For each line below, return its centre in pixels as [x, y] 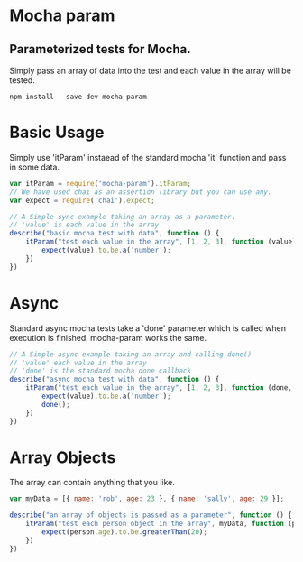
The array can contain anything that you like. [92, 483]
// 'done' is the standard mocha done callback [101, 371]
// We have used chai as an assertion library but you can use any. [141, 192]
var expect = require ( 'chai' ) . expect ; [82, 200]
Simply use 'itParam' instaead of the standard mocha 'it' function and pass [148, 157]
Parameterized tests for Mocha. [100, 49]
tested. [23, 80]
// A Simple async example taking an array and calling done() [131, 354]
